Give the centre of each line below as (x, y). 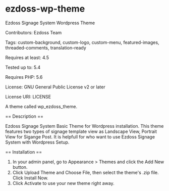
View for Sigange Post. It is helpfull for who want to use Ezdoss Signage (80, 136)
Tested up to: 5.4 (23, 67)
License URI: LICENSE (28, 97)
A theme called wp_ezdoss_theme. (41, 106)
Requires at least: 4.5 (27, 57)
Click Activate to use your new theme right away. (63, 183)
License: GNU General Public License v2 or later (55, 87)
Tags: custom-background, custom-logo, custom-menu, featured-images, (82, 42)
